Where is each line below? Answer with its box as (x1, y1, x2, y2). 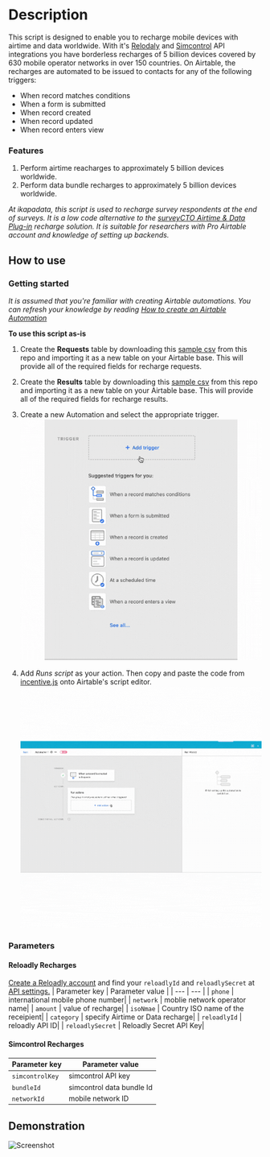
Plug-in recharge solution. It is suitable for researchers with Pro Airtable (8, 221, 247, 231)
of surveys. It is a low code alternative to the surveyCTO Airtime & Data (8, 213, 246, 223)
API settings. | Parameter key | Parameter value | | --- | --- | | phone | (8, 986, 235, 996)
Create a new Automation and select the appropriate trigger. (19, 409, 219, 419)
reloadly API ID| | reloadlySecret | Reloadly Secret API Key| (8, 1021, 205, 1031)
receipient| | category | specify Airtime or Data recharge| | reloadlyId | (8, 1012, 243, 1022)
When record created (19, 107, 91, 118)
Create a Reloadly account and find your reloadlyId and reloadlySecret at (8, 978, 255, 988)
